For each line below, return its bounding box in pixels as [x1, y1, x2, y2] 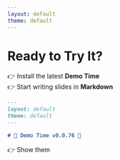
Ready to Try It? [7, 48, 104, 64]
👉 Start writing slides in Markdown [7, 83, 114, 91]
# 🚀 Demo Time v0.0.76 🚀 [7, 131, 81, 139]
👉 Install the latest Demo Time [7, 72, 100, 81]
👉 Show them [7, 145, 51, 154]
